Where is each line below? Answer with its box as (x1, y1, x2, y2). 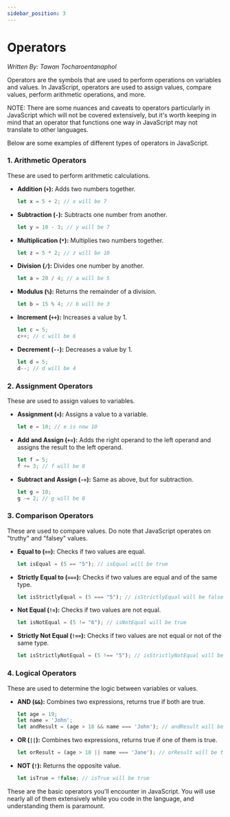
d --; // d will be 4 (16, 365, 76, 371)
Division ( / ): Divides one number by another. (16, 262, 144, 270)
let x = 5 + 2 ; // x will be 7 (16, 198, 107, 205)
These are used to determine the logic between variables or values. (7, 684, 198, 692)
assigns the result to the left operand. (16, 443, 124, 451)
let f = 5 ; (16, 456, 49, 463)
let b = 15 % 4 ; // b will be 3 (16, 301, 110, 308)
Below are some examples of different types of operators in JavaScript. (7, 139, 209, 147)
